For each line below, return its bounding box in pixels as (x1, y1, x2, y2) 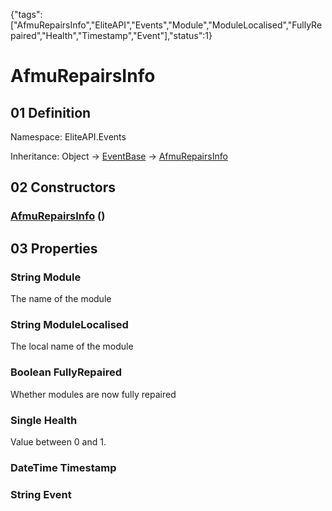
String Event (10, 487, 72, 501)
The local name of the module (10, 340, 134, 353)
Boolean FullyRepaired (10, 365, 122, 379)
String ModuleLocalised (10, 317, 129, 331)
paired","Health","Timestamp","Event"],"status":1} (10, 30, 213, 41)
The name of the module (10, 293, 112, 304)
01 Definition (10, 104, 92, 121)
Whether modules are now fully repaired (10, 388, 177, 400)
